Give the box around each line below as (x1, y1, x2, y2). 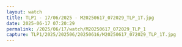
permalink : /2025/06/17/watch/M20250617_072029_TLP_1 (6, 26, 147, 32)
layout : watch (6, 9, 43, 15)
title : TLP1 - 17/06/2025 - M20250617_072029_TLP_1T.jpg (6, 15, 155, 21)
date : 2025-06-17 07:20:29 (6, 20, 75, 26)
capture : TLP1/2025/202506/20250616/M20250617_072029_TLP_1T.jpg (6, 32, 176, 38)
